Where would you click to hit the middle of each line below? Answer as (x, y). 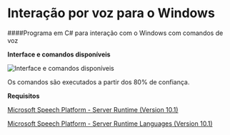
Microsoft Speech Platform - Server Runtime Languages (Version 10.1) (110, 124)
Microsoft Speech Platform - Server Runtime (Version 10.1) (93, 109)
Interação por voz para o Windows (111, 13)
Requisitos (24, 96)
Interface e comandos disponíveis (59, 54)
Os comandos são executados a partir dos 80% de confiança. (99, 82)
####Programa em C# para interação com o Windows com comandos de (115, 33)
